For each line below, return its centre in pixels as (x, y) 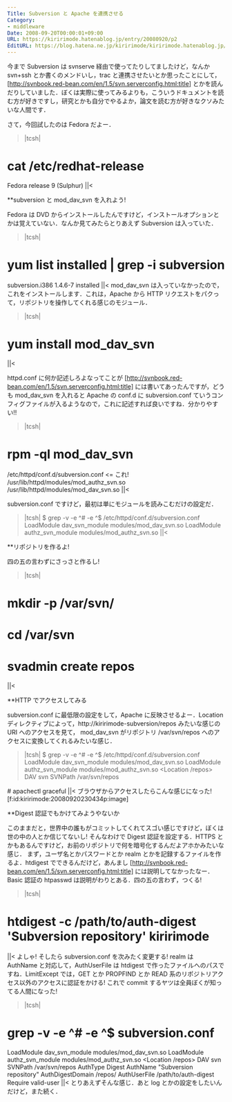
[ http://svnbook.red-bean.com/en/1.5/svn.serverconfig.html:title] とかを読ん (115, 84)
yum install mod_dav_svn (81, 344)
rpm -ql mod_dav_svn (70, 454)
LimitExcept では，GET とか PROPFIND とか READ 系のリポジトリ (118, 974)
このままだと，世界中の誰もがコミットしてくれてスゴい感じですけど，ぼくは (116, 828)
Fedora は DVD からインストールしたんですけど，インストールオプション (110, 214)
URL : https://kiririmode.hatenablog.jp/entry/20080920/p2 (92, 40)
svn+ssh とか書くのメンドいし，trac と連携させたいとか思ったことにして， (114, 75)
